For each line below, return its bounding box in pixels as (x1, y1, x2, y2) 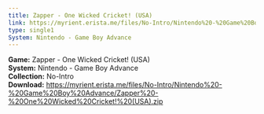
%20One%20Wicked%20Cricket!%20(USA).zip (8, 97, 163, 106)
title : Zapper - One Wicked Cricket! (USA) (8, 11, 153, 20)
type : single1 (8, 26, 55, 34)
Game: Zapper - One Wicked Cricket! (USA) (8, 55, 151, 64)
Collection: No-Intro (8, 72, 75, 81)
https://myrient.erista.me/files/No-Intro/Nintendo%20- (46, 80, 222, 90)
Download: (8, 80, 45, 90)
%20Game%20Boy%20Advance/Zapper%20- (8, 88, 159, 98)
